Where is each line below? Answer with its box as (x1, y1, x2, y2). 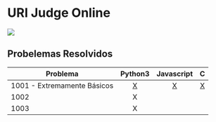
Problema (45, 69, 79, 79)
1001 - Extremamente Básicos (11, 81, 114, 90)
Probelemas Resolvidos (7, 48, 113, 60)
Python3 (120, 69, 150, 79)
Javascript (156, 69, 193, 79)
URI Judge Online (7, 5, 111, 21)
